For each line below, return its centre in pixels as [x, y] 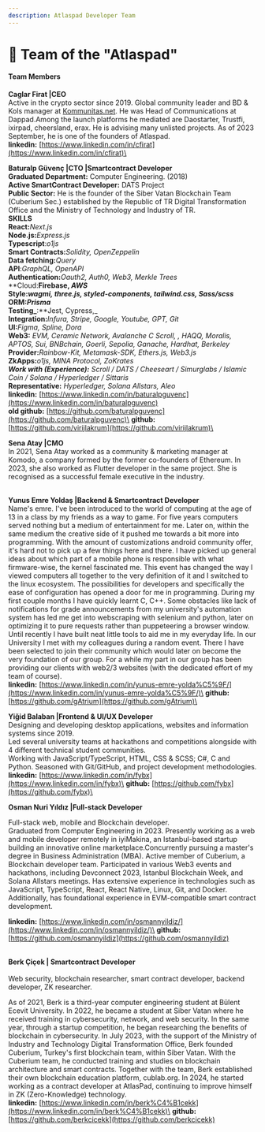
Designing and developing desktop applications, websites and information [128, 725]
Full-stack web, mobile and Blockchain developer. [89, 823]
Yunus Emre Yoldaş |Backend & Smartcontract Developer [104, 501]
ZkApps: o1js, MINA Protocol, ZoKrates [71, 361]
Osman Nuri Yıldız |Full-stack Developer [75, 807]
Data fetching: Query [42, 260]
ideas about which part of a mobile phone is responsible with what [116, 559]
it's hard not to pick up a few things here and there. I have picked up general [132, 551]
